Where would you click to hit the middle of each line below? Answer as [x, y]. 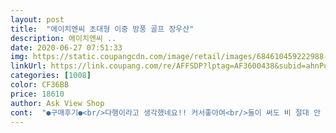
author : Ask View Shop [57, 103]
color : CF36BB [40, 85]
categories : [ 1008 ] [51, 76]
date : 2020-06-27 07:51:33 [66, 47]
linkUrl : [28, 66]
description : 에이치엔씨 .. [63, 38]
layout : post [37, 19]
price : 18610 [37, 94]
